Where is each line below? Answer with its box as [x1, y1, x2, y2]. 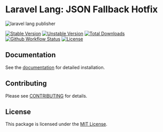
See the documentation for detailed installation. [5, 64, 105, 70]
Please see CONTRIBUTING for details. [5, 93, 88, 99]
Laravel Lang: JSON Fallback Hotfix [5, 4, 158, 15]
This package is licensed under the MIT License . [5, 121, 107, 127]
